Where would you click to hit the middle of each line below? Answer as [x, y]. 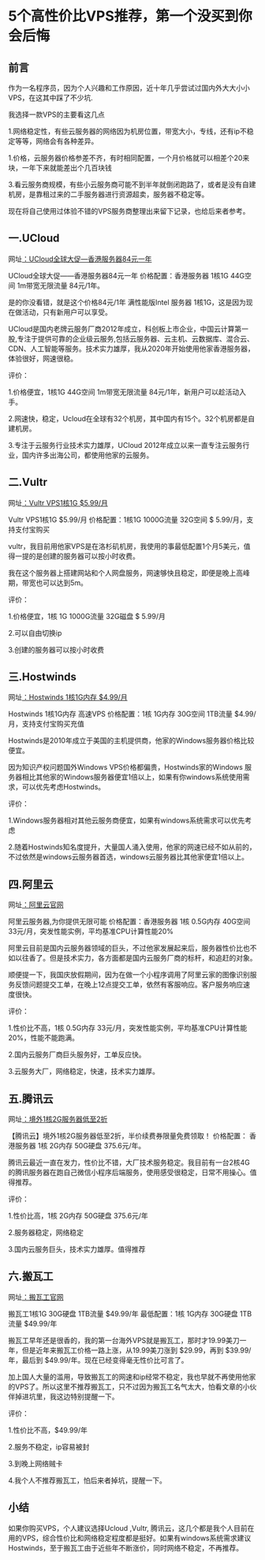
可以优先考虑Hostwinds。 [63, 787]
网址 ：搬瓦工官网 [36, 1297]
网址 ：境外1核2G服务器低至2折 [58, 1119]
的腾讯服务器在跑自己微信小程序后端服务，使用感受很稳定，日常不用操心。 [129, 1173]
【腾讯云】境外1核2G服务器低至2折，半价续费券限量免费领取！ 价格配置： [128, 1136]
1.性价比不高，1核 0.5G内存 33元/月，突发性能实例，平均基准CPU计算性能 [128, 1028]
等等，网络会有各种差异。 [56, 141]
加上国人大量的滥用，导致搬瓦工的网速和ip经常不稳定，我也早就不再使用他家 [132, 1376]
